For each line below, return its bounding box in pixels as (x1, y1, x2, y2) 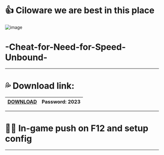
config (5, 133, 32, 144)
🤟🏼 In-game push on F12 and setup (5, 123, 149, 133)
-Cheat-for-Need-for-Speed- (5, 42, 126, 53)
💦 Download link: (5, 80, 75, 91)
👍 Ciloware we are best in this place (5, 5, 155, 16)
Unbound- (5, 52, 48, 63)
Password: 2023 (41, 98, 81, 105)
